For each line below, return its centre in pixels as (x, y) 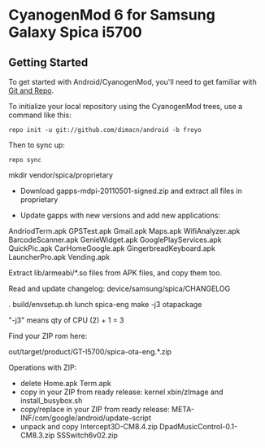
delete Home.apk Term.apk (65, 383)
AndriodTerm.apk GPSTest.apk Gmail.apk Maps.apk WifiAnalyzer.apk (124, 231)
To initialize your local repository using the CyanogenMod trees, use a (126, 106)
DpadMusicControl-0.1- (199, 426)
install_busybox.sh (51, 400)
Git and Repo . (31, 90)
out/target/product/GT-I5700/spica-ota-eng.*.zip (90, 351)
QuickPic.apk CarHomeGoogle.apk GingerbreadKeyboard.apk (112, 248)
